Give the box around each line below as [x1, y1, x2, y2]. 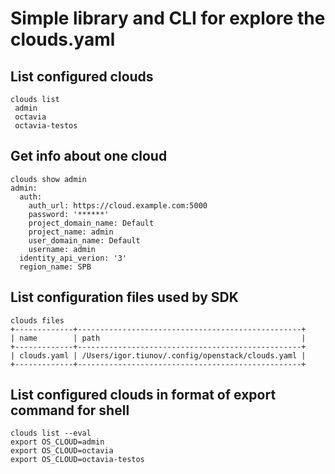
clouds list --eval [10, 428, 92, 439]
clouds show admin [10, 174, 87, 184]
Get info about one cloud [10, 148, 168, 165]
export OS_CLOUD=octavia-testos [10, 455, 145, 465]
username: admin [28, 244, 97, 254]
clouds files [10, 315, 65, 326]
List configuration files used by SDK [10, 289, 239, 306]
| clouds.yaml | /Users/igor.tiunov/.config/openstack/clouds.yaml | [10, 350, 307, 361]
